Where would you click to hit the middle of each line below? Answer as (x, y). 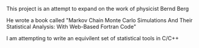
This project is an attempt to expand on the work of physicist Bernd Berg (98, 9)
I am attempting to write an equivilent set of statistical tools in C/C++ (92, 38)
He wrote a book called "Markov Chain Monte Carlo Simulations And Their (99, 20)
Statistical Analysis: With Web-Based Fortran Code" (71, 27)
